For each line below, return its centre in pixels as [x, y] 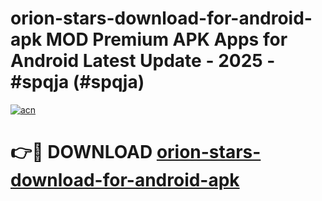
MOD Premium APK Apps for [166, 39]
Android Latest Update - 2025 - [143, 61]
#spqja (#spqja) [77, 82]
